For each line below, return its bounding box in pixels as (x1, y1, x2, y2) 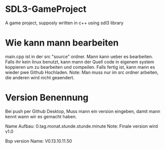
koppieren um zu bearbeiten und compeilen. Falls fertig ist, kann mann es (5, 64, 155, 70)
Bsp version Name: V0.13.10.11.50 (5, 138, 72, 144)
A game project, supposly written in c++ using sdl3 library (5, 20, 124, 26)
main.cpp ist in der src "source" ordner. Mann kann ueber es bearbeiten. (5, 53, 154, 59)
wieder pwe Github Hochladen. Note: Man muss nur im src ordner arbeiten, (5, 69, 159, 75)
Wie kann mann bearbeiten (5, 37, 119, 49)
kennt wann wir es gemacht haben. (5, 113, 77, 119)
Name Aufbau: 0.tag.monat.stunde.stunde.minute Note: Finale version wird (5, 123, 158, 129)
